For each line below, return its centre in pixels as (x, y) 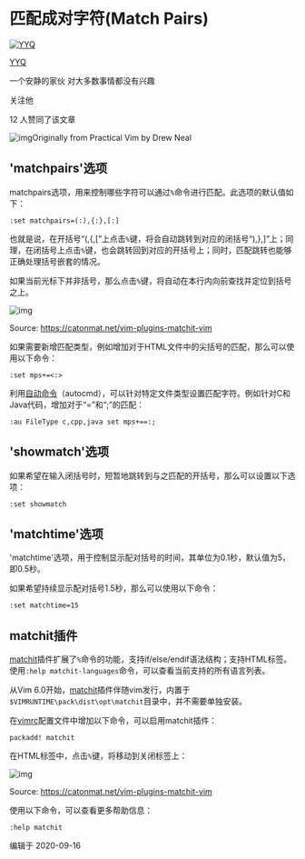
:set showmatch (38, 504)
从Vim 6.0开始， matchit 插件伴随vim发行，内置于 (100, 690)
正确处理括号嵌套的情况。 (57, 261)
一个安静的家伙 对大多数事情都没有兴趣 (82, 80)
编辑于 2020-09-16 (45, 845)
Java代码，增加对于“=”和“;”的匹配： (77, 405)
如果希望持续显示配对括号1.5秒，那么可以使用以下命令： (114, 588)
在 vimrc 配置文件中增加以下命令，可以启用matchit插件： (113, 721)
